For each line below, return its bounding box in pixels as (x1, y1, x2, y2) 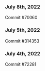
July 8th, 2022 (5, 3, 40, 10)
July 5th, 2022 (5, 27, 40, 34)
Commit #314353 (5, 38, 40, 44)
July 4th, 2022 (5, 50, 41, 57)
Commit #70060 (5, 15, 38, 21)
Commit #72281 (5, 61, 37, 67)
